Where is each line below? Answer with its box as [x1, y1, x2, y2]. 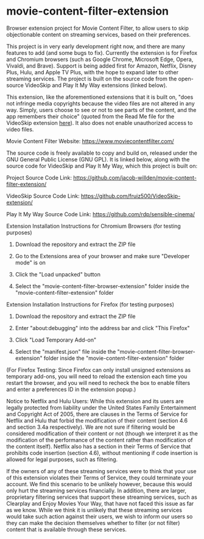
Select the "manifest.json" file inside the [15, 348, 116, 355]
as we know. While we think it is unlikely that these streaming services [6, 506, 183, 513]
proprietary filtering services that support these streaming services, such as [6, 493, 198, 501]
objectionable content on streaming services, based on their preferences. [6, 30, 191, 38]
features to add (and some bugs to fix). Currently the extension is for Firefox [6, 49, 198, 56]
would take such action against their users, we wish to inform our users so [6, 513, 193, 520]
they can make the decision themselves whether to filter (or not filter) [6, 519, 180, 526]
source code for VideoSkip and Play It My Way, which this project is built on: [6, 162, 198, 169]
